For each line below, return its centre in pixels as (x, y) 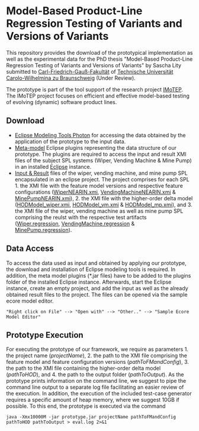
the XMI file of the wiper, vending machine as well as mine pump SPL (99, 211)
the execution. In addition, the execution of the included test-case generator (99, 394)
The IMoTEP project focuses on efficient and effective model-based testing (98, 96)
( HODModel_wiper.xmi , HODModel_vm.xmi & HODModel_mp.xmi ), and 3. (103, 205)
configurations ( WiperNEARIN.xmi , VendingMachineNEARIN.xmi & (95, 192)
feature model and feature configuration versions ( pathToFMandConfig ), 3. (98, 362)
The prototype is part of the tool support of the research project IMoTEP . (95, 89)
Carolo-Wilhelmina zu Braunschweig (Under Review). (71, 78)
